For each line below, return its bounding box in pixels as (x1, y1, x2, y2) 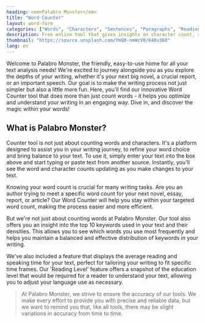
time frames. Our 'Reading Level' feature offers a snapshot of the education (6, 265, 196, 272)
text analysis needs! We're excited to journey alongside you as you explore (6, 66, 194, 73)
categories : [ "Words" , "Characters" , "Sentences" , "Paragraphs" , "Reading (6, 26, 201, 32)
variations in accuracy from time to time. (21, 310, 123, 317)
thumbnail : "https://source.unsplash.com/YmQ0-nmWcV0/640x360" (6, 37, 171, 43)
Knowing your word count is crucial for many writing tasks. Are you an (6, 183, 183, 191)
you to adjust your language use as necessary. (6, 278, 124, 286)
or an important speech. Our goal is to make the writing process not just (6, 79, 187, 86)
